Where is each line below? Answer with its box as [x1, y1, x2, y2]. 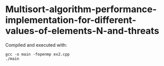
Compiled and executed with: [5, 42, 68, 48]
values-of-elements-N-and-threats [5, 25, 159, 37]
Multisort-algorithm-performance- [5, 4, 157, 15]
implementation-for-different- [5, 14, 137, 26]
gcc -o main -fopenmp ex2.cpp [5, 52, 70, 57]
